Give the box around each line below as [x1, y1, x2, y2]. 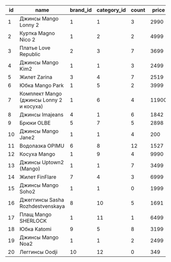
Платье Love [19, 44, 51, 51]
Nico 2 [19, 36, 36, 43]
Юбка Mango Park [19, 82, 64, 89]
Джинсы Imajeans [19, 111, 64, 118]
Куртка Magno [19, 30, 55, 37]
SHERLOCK [19, 217, 47, 224]
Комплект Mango [19, 90, 62, 97]
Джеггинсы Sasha [19, 196, 65, 203]
